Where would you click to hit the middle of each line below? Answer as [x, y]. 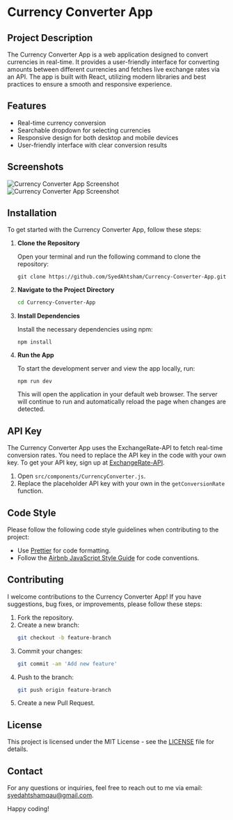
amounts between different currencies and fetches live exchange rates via [114, 69]
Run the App [35, 355]
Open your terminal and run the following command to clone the [109, 257]
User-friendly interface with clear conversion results [92, 145]
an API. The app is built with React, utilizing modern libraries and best [107, 77]
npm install [34, 342]
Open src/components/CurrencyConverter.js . [81, 476]
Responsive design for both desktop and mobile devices [98, 137]
